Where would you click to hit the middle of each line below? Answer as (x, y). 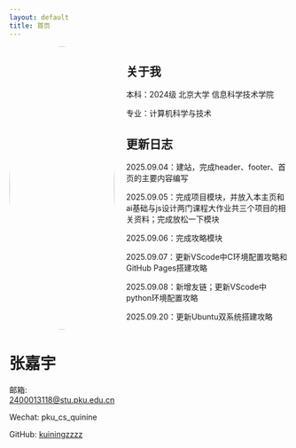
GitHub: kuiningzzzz (46, 435)
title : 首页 (30, 26)
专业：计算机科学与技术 (168, 114)
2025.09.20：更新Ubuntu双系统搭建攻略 (199, 317)
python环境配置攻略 (162, 298)
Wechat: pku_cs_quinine (53, 417)
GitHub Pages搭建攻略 (167, 268)
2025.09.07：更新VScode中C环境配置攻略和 (206, 257)
